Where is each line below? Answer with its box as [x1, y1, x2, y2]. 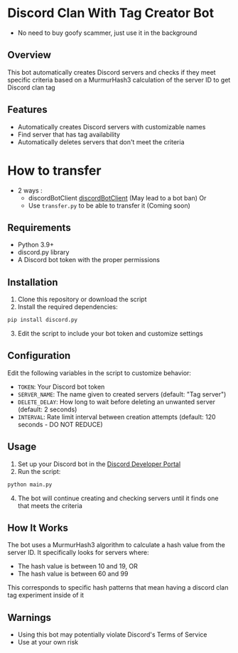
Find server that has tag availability [17, 130, 121, 139]
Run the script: [17, 467, 61, 475]
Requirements [7, 222, 71, 234]
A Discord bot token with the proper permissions [17, 256, 160, 264]
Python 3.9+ [17, 240, 55, 249]
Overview [7, 49, 52, 61]
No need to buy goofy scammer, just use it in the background [17, 28, 198, 37]
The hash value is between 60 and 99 [17, 570, 129, 578]
